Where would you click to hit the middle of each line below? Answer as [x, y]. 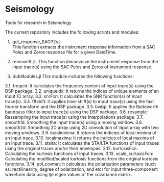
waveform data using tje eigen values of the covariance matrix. [69, 174]
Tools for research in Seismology [38, 23]
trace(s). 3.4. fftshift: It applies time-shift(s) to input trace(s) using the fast [80, 101]
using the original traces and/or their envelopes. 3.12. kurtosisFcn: [71, 148]
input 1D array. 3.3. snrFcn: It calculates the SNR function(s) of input [73, 96]
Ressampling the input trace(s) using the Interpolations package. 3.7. [74, 117]
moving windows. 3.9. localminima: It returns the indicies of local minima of [81, 132]
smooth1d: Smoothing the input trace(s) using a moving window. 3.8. [74, 122]
